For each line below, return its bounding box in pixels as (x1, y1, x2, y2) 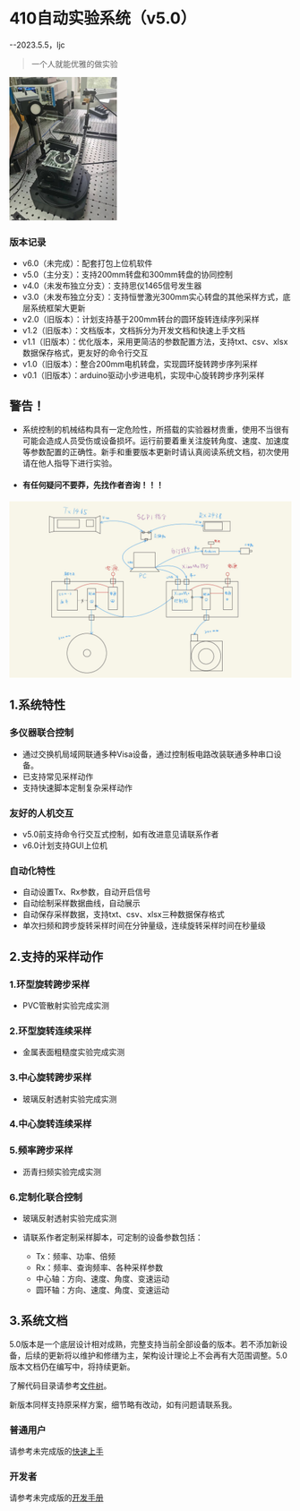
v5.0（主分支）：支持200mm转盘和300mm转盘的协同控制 (21, 269, 233, 279)
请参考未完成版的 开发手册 (9, 1492, 104, 1503)
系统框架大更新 (30, 302, 86, 313)
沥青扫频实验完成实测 (21, 1166, 101, 1177)
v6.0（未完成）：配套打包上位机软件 (21, 257, 153, 269)
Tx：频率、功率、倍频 (35, 1251, 116, 1262)
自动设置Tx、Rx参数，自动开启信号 (21, 887, 151, 897)
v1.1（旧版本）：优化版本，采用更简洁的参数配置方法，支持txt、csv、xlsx (21, 336, 288, 347)
